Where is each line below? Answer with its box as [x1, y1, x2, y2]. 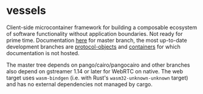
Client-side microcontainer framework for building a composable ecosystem [6, 24, 198, 31]
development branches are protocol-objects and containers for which [6, 43, 181, 50]
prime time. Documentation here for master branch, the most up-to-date [6, 36, 187, 44]
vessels [6, 4, 47, 18]
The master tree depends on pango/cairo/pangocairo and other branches [6, 61, 190, 69]
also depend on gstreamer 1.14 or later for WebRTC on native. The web [6, 67, 184, 75]
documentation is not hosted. [6, 49, 80, 56]
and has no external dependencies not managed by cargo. [6, 80, 153, 88]
